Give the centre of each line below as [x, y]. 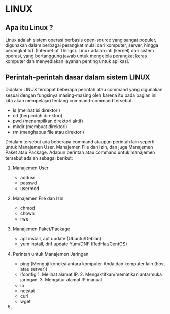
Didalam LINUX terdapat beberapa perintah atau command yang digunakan [84, 89]
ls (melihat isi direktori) [37, 110]
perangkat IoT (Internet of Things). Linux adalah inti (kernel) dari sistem [80, 51]
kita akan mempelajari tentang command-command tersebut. [69, 100]
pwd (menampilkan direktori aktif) [48, 121]
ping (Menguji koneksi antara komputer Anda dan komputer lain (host [93, 263]
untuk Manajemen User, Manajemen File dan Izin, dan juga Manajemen [79, 147]
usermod [30, 188]
